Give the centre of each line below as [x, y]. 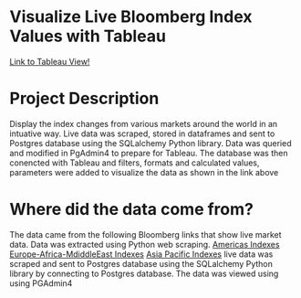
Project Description [84, 99]
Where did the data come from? [131, 210]
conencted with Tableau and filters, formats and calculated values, [135, 163]
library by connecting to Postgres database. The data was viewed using [144, 273]
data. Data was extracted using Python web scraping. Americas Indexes [145, 244]
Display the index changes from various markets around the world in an [144, 123]
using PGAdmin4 [41, 283]
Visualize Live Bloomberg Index [131, 17]
